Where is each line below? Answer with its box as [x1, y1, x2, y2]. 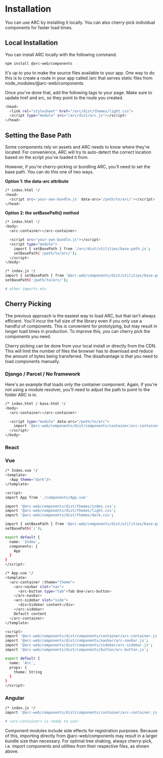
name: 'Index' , [9, 539, 40, 544]
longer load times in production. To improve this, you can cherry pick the [5, 328, 150, 334]
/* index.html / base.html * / [5, 401, 66, 406]
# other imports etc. [5, 286, 49, 291]
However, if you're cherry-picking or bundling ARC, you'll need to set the [5, 164, 150, 170]
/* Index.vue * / [5, 468, 38, 473]
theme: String [14, 670, 42, 674]
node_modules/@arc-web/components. [5, 80, 85, 86]
